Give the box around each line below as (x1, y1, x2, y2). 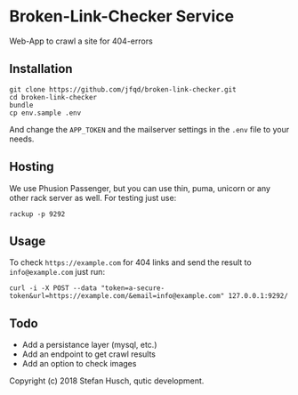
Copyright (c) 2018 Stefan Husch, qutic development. (9, 375, 205, 386)
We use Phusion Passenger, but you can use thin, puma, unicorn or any (9, 182, 271, 193)
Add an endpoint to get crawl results (21, 349, 157, 359)
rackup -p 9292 (9, 209, 66, 219)
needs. (9, 133, 35, 144)
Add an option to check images (21, 359, 137, 369)
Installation (9, 61, 73, 77)
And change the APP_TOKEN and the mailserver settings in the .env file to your (9, 124, 290, 134)
